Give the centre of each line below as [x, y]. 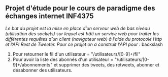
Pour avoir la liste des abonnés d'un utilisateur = [63, 59]
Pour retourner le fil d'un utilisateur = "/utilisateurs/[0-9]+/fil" [76, 54]
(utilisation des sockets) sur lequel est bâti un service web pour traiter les [82, 33]
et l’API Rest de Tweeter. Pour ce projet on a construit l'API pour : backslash [84, 44]
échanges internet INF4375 [49, 16]
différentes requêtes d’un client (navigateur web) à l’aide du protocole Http [84, 39]
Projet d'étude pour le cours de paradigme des [80, 8]
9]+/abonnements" [32, 64]
